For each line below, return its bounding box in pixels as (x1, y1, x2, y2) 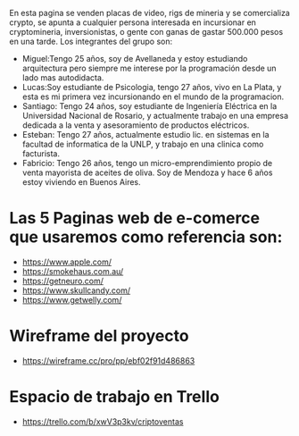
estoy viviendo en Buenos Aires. (21, 177, 141, 187)
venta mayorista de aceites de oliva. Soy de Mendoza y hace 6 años (21, 167, 273, 178)
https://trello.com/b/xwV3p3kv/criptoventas (21, 415, 184, 427)
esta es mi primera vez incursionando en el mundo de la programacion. (21, 91, 285, 102)
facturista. (21, 148, 61, 159)
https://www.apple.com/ (21, 256, 112, 267)
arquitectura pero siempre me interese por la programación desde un (21, 63, 277, 73)
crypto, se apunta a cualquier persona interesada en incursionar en (9, 17, 257, 28)
